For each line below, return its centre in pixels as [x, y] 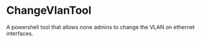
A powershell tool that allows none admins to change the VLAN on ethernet [100, 27]
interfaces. [20, 33]
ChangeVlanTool [49, 10]
